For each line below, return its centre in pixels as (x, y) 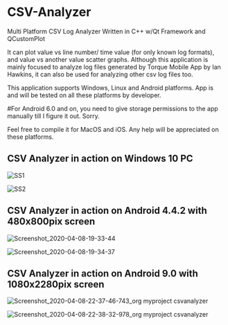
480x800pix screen (51, 222)
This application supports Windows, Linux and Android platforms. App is (110, 87)
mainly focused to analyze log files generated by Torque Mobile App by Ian (114, 67)
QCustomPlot (26, 38)
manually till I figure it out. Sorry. (53, 116)
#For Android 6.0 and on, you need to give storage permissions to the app (113, 108)
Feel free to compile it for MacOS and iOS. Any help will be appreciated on (113, 129)
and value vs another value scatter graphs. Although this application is (108, 59)
